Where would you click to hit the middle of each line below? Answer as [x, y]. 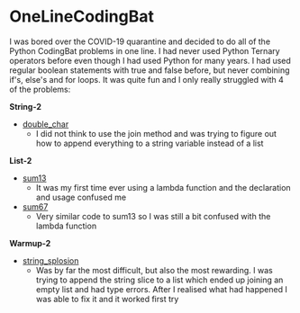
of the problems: [40, 89]
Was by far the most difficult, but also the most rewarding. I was [154, 270]
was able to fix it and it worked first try [107, 299]
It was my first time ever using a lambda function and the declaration [163, 187]
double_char [45, 124]
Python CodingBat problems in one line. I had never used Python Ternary [145, 50]
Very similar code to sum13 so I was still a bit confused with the [153, 216]
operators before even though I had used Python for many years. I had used [150, 60]
